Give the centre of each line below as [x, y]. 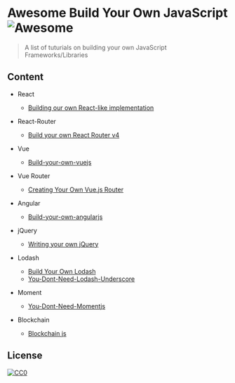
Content [26, 77]
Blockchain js [47, 333]
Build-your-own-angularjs [65, 217]
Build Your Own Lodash [62, 271]
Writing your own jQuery [63, 244]
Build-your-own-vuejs [60, 162]
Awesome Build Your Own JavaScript [117, 13]
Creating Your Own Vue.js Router [76, 189]
